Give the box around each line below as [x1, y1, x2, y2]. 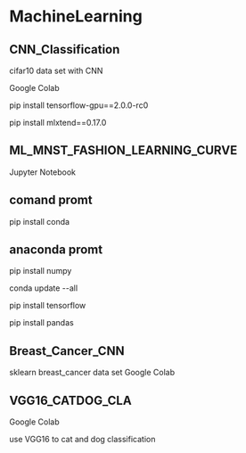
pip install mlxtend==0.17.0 [9, 118, 107, 128]
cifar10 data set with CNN [9, 65, 103, 76]
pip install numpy [9, 266, 72, 276]
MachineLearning [9, 6, 143, 27]
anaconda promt [9, 243, 103, 258]
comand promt [9, 193, 93, 208]
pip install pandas [9, 317, 74, 328]
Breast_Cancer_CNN [9, 343, 125, 358]
